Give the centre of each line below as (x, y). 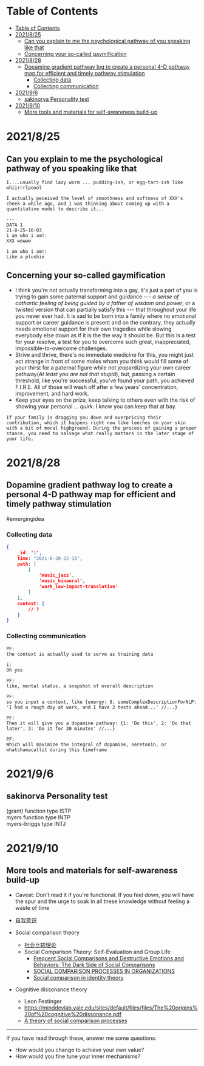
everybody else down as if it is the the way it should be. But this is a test (105, 335)
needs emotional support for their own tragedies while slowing (93, 329)
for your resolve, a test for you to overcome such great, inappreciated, (103, 342)
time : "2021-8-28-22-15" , (50, 558)
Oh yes (15, 670)
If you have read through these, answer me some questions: (81, 1038)
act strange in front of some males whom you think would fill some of (102, 361)
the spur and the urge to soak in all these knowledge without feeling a (102, 901)
